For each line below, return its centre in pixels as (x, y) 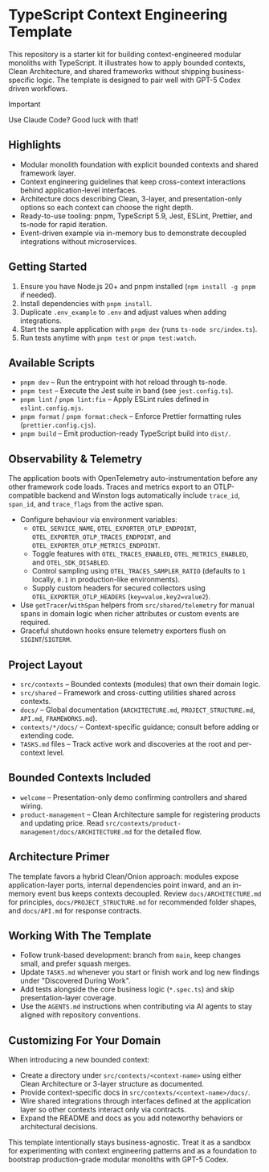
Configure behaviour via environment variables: (99, 520)
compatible (27, 495)
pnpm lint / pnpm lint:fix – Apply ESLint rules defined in (114, 400)
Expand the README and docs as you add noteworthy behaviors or (131, 1118)
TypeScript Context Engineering (118, 15)
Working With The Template (80, 936)
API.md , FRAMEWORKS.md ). (59, 718)
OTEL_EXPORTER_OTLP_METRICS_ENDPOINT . (96, 545)
